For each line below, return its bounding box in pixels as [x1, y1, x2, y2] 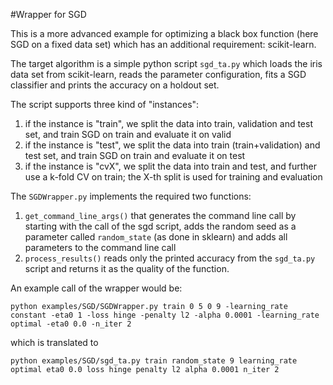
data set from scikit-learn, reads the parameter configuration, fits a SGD [10, 69, 307, 80]
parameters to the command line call [24, 242, 177, 253]
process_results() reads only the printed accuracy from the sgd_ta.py [24, 252, 316, 264]
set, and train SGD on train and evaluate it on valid [24, 129, 232, 140]
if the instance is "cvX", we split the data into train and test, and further [24, 160, 317, 172]
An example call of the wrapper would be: [10, 282, 183, 294]
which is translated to [10, 337, 99, 348]
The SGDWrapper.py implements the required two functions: [10, 190, 252, 202]
